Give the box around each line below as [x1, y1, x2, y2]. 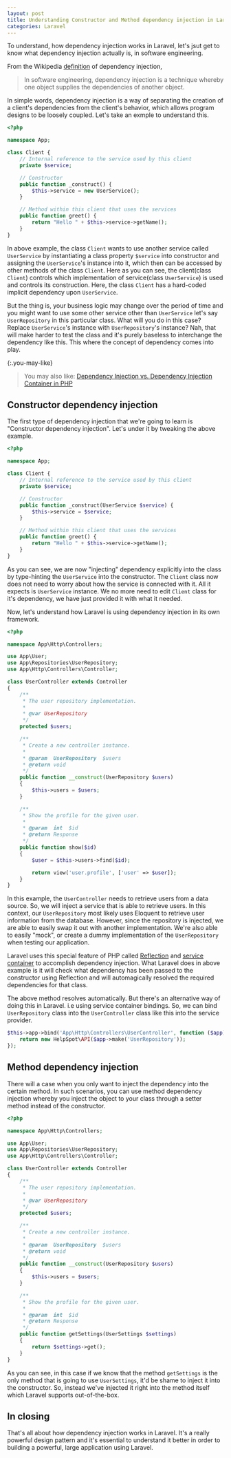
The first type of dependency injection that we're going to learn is [7, 417, 193, 425]
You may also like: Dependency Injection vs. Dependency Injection [23, 372, 213, 380]
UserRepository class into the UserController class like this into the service [7, 1009, 220, 1017]
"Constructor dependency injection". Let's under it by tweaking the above [7, 425, 216, 433]
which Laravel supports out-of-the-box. [7, 1391, 120, 1399]
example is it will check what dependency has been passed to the [7, 966, 194, 975]
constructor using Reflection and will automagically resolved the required [7, 973, 214, 982]
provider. [7, 1016, 33, 1024]
